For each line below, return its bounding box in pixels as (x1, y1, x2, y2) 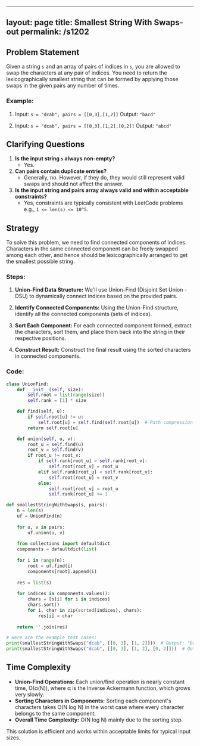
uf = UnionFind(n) (17, 513, 62, 519)
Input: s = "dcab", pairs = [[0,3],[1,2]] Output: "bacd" (14, 110, 156, 117)
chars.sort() (27, 602, 60, 608)
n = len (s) (17, 507, 44, 513)
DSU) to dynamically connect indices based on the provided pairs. (14, 293, 177, 300)
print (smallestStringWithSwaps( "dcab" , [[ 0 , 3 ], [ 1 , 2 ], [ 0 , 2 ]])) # (6, 646, 185, 652)
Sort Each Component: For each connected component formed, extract (14, 322, 192, 329)
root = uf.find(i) (27, 563, 73, 569)
